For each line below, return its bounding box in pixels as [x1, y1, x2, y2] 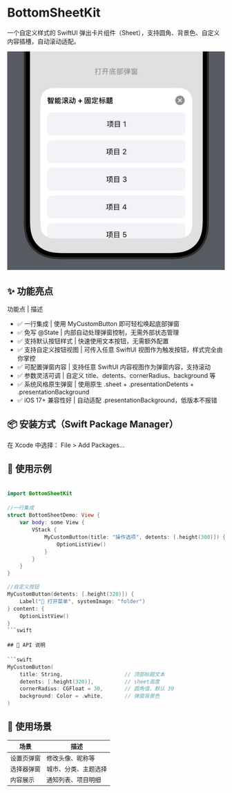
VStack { [32, 526, 57, 533]
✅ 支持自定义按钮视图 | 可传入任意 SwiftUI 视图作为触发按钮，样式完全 [17, 345, 217, 354]
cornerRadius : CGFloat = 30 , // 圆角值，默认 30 [19, 685, 175, 692]
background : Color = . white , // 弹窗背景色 [19, 693, 160, 700]
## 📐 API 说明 [7, 642, 46, 649]
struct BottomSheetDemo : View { [7, 512, 100, 519]
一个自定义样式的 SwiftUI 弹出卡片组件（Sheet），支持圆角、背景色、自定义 [7, 28, 220, 37]
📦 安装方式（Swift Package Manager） [7, 418, 178, 430]
